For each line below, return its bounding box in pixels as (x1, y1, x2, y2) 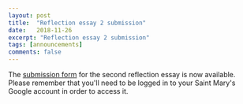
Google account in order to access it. (8, 87, 129, 95)
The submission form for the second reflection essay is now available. (8, 70, 236, 79)
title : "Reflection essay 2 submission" (8, 19, 147, 27)
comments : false (8, 48, 62, 56)
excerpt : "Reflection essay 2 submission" (8, 33, 150, 42)
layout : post (8, 11, 51, 20)
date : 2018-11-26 (8, 26, 73, 34)
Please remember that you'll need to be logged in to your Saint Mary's (8, 78, 236, 87)
